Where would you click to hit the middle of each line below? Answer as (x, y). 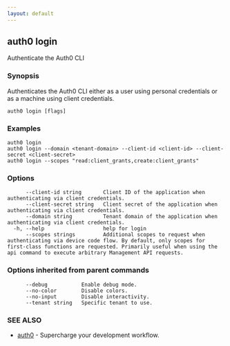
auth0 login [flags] (37, 111)
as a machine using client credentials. (61, 98)
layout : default (30, 13)
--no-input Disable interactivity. (87, 297)
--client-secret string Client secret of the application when (121, 204)
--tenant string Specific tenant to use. (89, 302)
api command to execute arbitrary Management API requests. (96, 253)
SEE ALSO (25, 320)
